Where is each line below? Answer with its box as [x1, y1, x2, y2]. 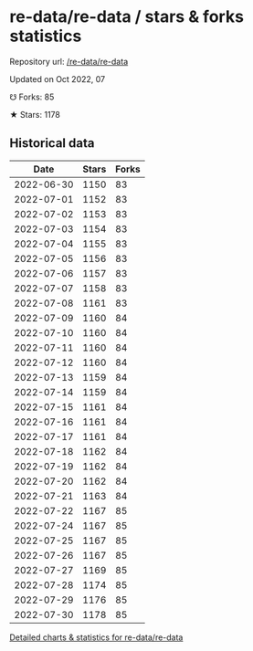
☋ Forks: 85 [9, 91, 55, 102]
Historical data [9, 135, 95, 152]
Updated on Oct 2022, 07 [9, 73, 106, 84]
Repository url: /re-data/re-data [9, 56, 129, 67]
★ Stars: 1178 [9, 109, 61, 120]
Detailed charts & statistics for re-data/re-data [9, 632, 184, 643]
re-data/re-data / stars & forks [9, 6, 245, 27]
